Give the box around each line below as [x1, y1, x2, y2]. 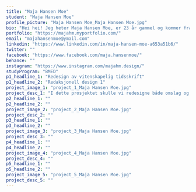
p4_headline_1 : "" [6, 139, 51, 145]
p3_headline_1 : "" [6, 118, 51, 124]
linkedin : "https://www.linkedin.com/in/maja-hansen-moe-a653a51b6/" [6, 42, 179, 47]
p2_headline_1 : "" [6, 95, 51, 101]
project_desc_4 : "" [6, 156, 54, 162]
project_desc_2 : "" [6, 112, 54, 118]
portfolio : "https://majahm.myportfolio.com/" [6, 30, 121, 36]
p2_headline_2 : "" [6, 101, 51, 107]
